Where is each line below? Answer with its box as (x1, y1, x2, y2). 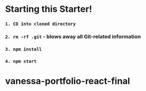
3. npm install (5, 46, 42, 52)
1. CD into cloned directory (5, 21, 76, 27)
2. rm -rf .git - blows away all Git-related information (5, 33, 141, 40)
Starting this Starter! (5, 3, 92, 15)
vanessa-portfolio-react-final (5, 76, 131, 87)
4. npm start (5, 58, 37, 64)
